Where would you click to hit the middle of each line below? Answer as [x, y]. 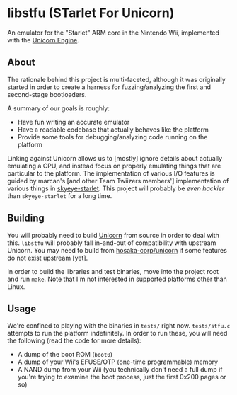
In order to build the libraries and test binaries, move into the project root [113, 271]
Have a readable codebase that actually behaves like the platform [113, 130]
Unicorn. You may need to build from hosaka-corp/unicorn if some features [117, 250]
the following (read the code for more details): [74, 340]
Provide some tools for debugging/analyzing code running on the [112, 137]
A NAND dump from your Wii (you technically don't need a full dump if [120, 370]
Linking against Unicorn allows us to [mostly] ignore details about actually [115, 158]
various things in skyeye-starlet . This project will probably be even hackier [116, 188]
